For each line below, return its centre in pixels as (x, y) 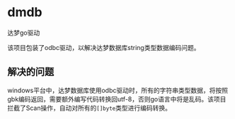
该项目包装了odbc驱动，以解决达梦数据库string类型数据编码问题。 (104, 47)
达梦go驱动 (24, 32)
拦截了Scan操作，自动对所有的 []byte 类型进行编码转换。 (90, 108)
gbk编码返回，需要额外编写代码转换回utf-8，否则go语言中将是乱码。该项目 (117, 99)
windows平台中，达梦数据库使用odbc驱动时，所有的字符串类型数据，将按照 (118, 90)
